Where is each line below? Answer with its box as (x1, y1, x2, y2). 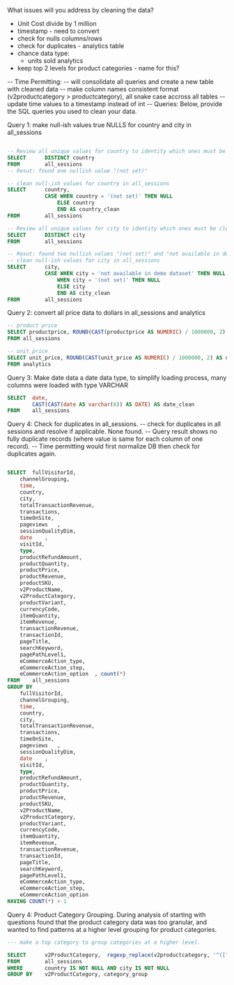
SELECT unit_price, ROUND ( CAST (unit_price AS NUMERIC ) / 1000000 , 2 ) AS (7, 354, 223, 361)
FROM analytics (7, 360, 52, 367)
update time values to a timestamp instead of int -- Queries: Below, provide (7, 100, 223, 108)
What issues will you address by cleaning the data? (7, 6, 155, 14)
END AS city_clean (56, 289, 111, 296)
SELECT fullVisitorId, (7, 469, 77, 476)
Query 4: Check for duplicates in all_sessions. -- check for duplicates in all (7, 420, 221, 428)
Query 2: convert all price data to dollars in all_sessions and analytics (7, 309, 205, 317)
